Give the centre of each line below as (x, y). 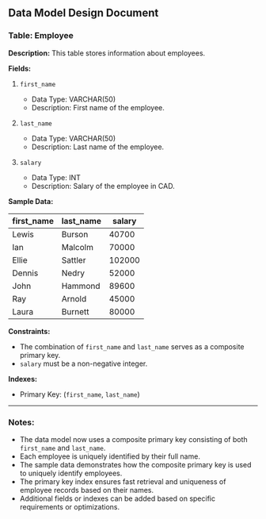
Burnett (75, 311)
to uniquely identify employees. (71, 473)
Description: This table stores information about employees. (107, 53)
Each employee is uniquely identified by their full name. (110, 456)
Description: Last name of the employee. (98, 147)
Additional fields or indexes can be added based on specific (118, 498)
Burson (75, 234)
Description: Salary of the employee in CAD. (103, 186)
